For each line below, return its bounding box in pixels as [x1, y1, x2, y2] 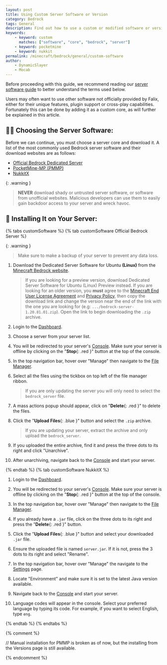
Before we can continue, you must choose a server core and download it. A [5, 139, 160, 145]
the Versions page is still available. [5, 645, 76, 651]
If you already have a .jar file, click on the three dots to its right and [12, 516, 152, 522]
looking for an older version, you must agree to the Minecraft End [25, 287, 159, 294]
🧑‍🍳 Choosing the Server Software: [5, 126, 113, 135]
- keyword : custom [14, 35, 53, 40]
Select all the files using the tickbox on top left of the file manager [12, 373, 148, 379]
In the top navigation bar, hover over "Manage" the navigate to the [12, 560, 148, 566]
